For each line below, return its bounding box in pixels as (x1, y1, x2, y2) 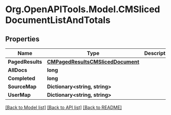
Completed (8, 75, 36, 82)
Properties (5, 35, 40, 43)
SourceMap (8, 83, 37, 90)
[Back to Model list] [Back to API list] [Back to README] (5, 104, 122, 110)
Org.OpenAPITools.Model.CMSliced (5, 4, 160, 15)
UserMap (8, 92, 31, 98)
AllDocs (8, 67, 27, 73)
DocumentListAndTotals (5, 14, 111, 26)
